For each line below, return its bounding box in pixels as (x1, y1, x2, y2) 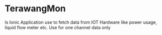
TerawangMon (4, 3, 66, 14)
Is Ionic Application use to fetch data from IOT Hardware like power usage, (4, 19, 158, 25)
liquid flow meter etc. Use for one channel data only (4, 24, 111, 30)
